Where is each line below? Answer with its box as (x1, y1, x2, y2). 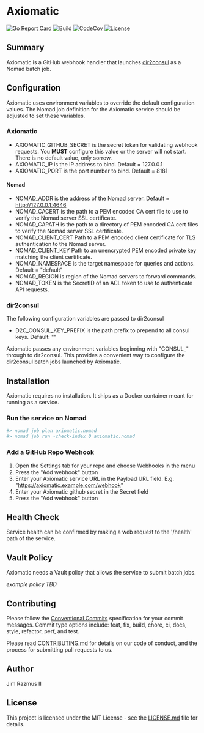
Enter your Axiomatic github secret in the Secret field (15, 488, 148, 495)
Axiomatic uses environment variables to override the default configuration (6, 99, 195, 106)
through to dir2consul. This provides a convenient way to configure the (6, 352, 185, 359)
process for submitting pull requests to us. (6, 646, 113, 653)
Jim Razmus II (6, 680, 42, 687)
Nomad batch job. (6, 65, 52, 72)
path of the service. (6, 535, 56, 542)
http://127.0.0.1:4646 (15, 201, 67, 209)
